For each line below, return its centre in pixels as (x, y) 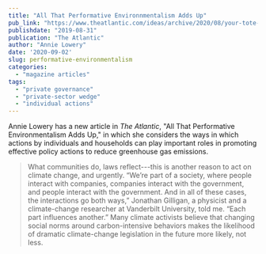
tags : (17, 82)
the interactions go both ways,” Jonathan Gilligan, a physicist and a (137, 201)
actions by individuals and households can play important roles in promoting (133, 143)
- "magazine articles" (53, 74)
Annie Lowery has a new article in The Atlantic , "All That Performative (122, 127)
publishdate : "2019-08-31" (53, 30)
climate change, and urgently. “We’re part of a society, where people (139, 176)
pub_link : (25, 23)
